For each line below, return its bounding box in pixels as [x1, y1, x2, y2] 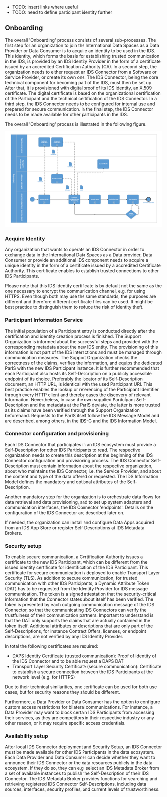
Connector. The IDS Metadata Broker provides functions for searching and [5, 776, 158, 782]
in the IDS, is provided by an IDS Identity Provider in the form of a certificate [5, 58, 161, 64]
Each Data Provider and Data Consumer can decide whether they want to [5, 754, 156, 761]
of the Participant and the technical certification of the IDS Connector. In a [5, 95, 157, 101]
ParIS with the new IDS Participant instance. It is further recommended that [5, 365, 159, 371]
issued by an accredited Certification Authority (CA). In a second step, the [5, 63, 157, 69]
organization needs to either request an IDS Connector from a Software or [5, 69, 157, 75]
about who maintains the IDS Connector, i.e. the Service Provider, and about [5, 468, 161, 474]
